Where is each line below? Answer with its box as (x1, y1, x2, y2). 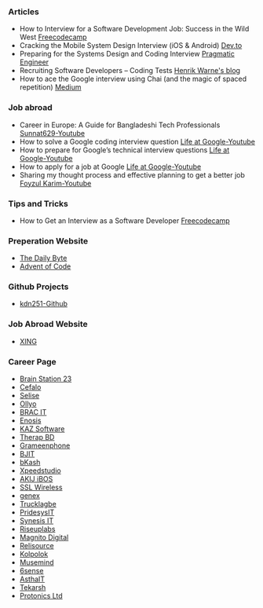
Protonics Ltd (19, 592, 63, 601)
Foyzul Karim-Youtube (19, 178, 92, 188)
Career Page (8, 356, 57, 367)
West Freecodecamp (19, 32, 88, 42)
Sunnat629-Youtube (19, 128, 85, 137)
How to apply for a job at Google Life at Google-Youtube (19, 162, 202, 171)
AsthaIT (19, 574, 46, 584)
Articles (8, 6, 39, 17)
